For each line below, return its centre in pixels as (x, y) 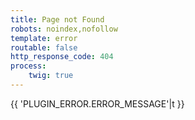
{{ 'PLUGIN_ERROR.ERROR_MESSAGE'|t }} (97, 103)
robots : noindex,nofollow (64, 29)
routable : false (44, 47)
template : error (44, 38)
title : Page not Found (57, 19)
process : (28, 66)
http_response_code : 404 (62, 57)
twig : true (51, 76)
